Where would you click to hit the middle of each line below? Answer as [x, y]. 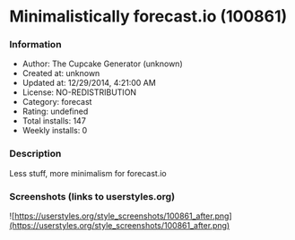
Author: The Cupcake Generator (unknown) [102, 64]
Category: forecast [57, 102]
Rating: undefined [55, 111]
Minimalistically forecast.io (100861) [148, 17]
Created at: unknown [61, 73]
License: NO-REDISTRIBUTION [79, 92]
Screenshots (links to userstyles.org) [92, 196]
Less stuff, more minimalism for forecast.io [88, 173]
